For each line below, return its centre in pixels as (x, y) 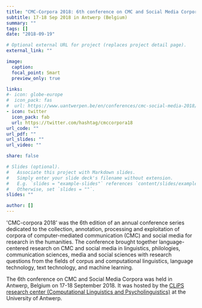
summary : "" (21, 23)
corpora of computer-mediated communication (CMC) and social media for (99, 236)
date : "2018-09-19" (31, 34)
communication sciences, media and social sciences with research (89, 254)
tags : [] (17, 29)
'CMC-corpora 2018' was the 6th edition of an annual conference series (95, 223)
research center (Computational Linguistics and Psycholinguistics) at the (96, 292)
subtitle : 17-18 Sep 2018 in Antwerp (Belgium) (67, 17)
